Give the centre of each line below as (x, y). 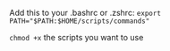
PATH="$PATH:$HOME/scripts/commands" (80, 21)
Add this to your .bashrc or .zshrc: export (85, 13)
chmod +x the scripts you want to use (76, 37)
